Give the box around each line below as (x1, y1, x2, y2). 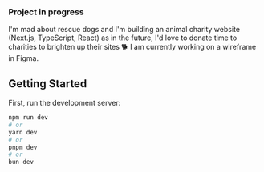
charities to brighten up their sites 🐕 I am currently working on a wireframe (8, 42, 257, 52)
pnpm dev (8, 143, 38, 151)
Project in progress (8, 6, 84, 18)
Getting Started (8, 77, 87, 90)
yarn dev (8, 128, 38, 136)
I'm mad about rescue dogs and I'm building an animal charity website (8, 25, 241, 34)
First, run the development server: (8, 98, 121, 108)
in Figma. (8, 54, 39, 63)
